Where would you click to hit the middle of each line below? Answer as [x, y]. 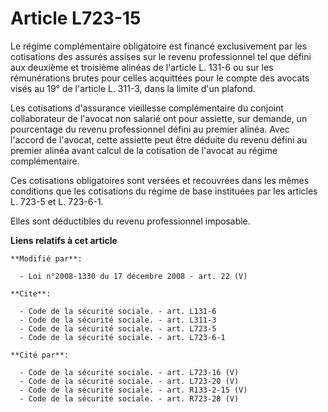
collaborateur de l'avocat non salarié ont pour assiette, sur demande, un [159, 118]
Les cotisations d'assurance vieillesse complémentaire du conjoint [147, 108]
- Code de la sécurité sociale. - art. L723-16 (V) [129, 372]
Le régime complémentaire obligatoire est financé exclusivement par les [159, 46]
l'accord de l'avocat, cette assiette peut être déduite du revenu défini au [159, 139]
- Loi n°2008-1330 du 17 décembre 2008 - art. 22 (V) [133, 276]
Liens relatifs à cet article [64, 240]
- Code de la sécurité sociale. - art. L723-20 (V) [129, 381]
